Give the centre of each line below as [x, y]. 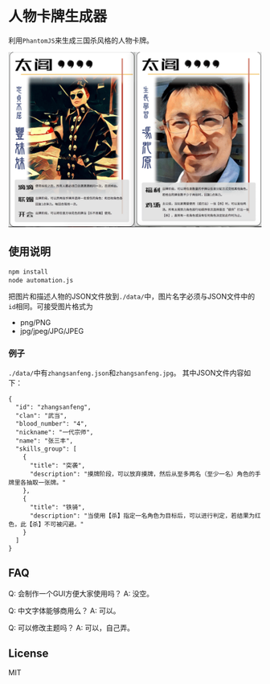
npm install [28, 272]
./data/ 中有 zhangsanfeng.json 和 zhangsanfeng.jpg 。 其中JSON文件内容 [126, 373]
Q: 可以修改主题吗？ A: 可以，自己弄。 [72, 628]
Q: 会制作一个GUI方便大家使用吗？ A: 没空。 [81, 593]
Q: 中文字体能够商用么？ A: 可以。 [64, 610]
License [29, 653]
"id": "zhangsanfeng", [53, 407]
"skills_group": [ [47, 449]
